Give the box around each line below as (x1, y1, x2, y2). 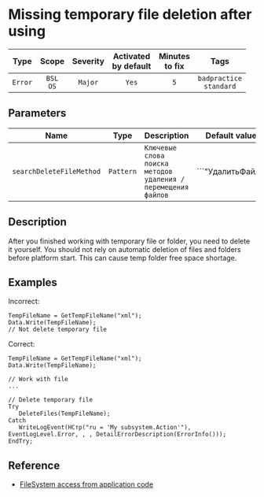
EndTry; (8, 437, 34, 446)
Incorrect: (8, 297, 40, 306)
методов (144, 167, 173, 176)
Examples (8, 276, 57, 289)
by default (112, 61, 152, 72)
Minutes (158, 50, 191, 61)
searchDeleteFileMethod (12, 167, 101, 176)
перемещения (144, 183, 189, 191)
